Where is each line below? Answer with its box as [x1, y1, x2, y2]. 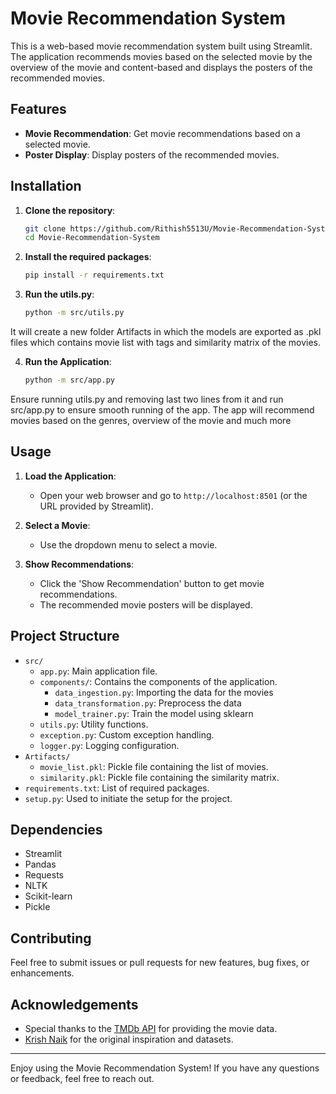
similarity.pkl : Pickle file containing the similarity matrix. [39, 771, 280, 783]
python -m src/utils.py [24, 308, 125, 318]
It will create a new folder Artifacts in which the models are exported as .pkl [10, 326, 322, 338]
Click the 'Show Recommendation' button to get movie [39, 577, 265, 589]
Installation [10, 178, 82, 195]
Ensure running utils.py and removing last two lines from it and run [10, 393, 284, 405]
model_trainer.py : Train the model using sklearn [54, 707, 254, 719]
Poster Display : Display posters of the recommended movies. [24, 148, 280, 161]
